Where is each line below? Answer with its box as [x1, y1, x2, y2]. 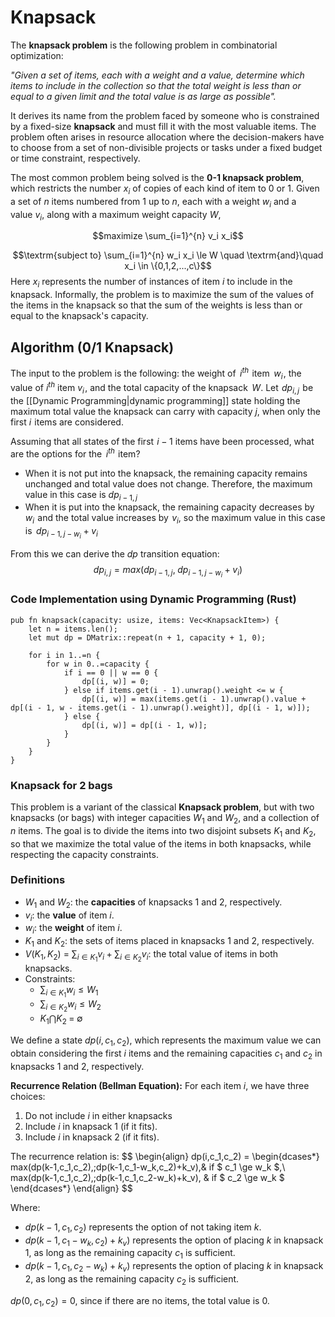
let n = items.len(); [28, 624, 118, 634]
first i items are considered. [10, 416, 124, 428]
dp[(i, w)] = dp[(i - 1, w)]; [81, 720, 208, 730]
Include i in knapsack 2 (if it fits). [24, 1131, 160, 1143]
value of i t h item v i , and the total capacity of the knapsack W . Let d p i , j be [10, 380, 314, 396]
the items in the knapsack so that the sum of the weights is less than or [10, 299, 303, 311]
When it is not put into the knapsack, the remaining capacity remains [24, 467, 308, 479]
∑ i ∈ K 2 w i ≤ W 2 [39, 998, 102, 1014]
